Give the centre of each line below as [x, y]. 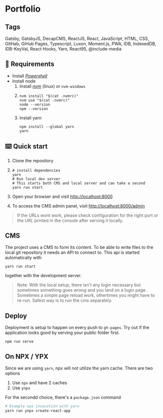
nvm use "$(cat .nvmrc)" [45, 100]
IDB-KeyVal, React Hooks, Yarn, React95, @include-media [63, 49]
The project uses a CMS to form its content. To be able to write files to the [79, 247]
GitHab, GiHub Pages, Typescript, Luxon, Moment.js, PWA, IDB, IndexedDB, [81, 44]
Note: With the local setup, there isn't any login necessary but [79, 285]
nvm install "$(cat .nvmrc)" [49, 96]
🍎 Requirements [30, 64]
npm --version [34, 109]
